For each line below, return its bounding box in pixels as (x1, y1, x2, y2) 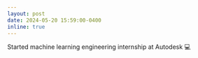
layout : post (7, 10, 45, 17)
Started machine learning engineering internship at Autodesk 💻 (7, 43, 191, 51)
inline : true (7, 23, 45, 30)
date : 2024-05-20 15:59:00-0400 (7, 17, 101, 24)
